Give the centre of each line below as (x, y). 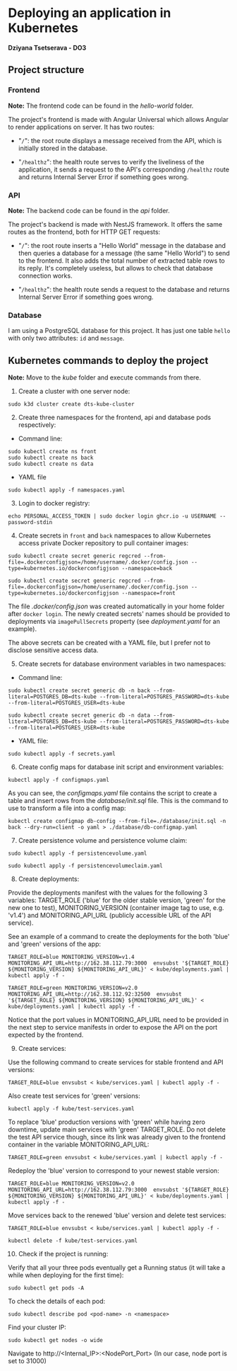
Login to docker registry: (54, 504)
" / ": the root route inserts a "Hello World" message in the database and (122, 245)
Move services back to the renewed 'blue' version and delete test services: (117, 1215)
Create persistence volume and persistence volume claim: (103, 841)
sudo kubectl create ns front (53, 452)
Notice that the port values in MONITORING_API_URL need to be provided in (118, 1020)
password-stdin (30, 523)
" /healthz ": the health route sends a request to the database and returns (124, 289)
